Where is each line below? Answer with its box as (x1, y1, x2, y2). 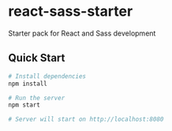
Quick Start (8, 51, 65, 65)
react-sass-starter (8, 2, 133, 21)
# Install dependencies (8, 72, 87, 80)
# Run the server (8, 94, 65, 102)
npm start (8, 101, 41, 109)
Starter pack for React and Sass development (8, 28, 156, 38)
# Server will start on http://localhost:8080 (8, 115, 164, 124)
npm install (8, 80, 47, 88)
